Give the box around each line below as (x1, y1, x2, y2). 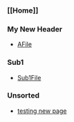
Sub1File (17, 73, 41, 82)
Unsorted (7, 91, 40, 100)
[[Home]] (7, 6, 39, 15)
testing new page (17, 107, 67, 115)
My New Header (7, 24, 63, 33)
